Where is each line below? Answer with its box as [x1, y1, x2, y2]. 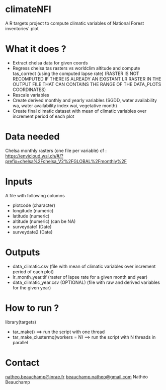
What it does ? [5, 43, 66, 55]
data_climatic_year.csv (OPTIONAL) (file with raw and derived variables [12, 279, 160, 285]
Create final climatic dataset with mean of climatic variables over [12, 108, 147, 114]
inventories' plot [5, 25, 39, 31]
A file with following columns [5, 192, 65, 198]
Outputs [5, 247, 40, 258]
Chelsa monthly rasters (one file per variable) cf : [5, 147, 107, 153]
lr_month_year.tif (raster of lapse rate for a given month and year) [12, 274, 148, 280]
